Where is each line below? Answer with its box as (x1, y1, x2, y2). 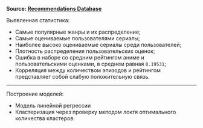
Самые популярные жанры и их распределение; (14, 28, 141, 35)
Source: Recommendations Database (6, 5, 102, 12)
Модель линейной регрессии (14, 102, 91, 109)
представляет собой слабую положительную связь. (14, 73, 150, 80)
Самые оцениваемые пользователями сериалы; (14, 35, 140, 41)
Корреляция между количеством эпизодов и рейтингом (14, 67, 161, 74)
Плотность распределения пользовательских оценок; (14, 47, 155, 55)
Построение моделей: (6, 90, 64, 97)
